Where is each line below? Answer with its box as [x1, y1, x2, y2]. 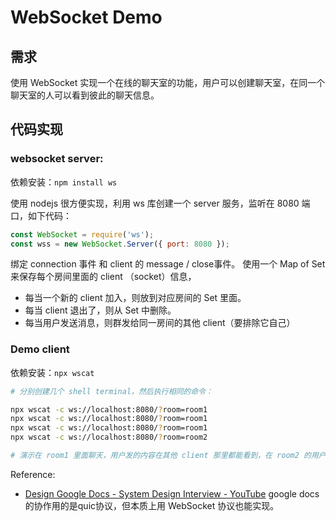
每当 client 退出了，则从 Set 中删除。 [24, 304, 177, 316]
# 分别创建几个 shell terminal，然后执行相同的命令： [10, 386, 213, 396]
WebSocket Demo [10, 6, 163, 29]
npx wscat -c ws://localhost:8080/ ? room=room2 [10, 432, 208, 443]
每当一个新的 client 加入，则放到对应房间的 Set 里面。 [24, 292, 247, 304]
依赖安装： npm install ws [10, 176, 118, 188]
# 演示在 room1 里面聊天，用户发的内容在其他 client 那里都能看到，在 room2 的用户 [10, 451, 327, 461]
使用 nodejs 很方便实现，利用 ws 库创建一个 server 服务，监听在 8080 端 [10, 197, 311, 209]
